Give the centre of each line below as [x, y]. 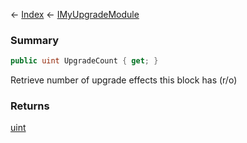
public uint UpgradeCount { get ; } [84, 61]
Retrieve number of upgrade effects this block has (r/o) [124, 80]
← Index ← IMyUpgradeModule [75, 14]
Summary [35, 40]
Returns [30, 106]
